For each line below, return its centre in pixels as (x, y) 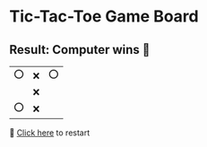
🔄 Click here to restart (50, 133)
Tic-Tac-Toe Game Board (104, 17)
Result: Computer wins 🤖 (80, 50)
